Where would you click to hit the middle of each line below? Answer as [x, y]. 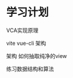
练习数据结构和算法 [30, 69]
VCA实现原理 [22, 30]
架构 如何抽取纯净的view [37, 56]
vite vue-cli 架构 [26, 43]
